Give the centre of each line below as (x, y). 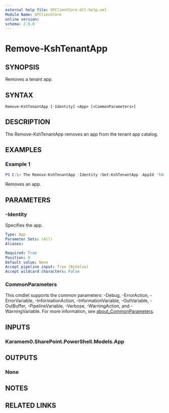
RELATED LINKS (31, 405)
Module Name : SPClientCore (33, 15)
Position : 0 (18, 257)
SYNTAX (19, 95)
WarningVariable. (23, 312)
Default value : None (27, 262)
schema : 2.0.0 (20, 24)
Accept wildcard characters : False (43, 272)
